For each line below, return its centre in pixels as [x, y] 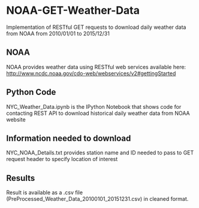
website [16, 119]
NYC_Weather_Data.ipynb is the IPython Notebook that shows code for [94, 106]
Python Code [31, 92]
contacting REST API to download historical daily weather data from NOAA [98, 113]
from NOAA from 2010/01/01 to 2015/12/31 [58, 33]
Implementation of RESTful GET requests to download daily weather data [96, 27]
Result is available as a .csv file [44, 192]
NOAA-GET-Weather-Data [73, 11]
